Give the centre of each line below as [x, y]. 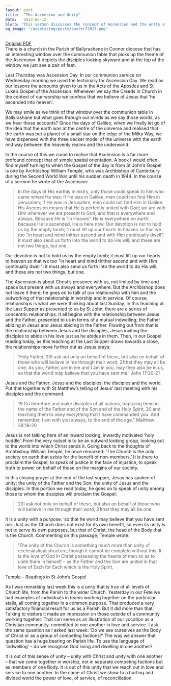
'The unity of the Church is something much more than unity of [84, 545]
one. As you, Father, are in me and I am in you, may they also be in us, [91, 367]
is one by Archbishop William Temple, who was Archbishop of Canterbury [83, 171]
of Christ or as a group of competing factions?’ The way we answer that [81, 635]
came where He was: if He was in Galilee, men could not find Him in [89, 197]
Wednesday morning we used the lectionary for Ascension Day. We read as [84, 81]
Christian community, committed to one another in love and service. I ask [82, 625]
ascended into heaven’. [30, 102]
